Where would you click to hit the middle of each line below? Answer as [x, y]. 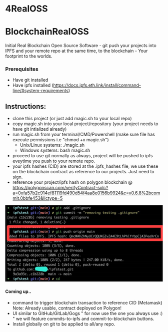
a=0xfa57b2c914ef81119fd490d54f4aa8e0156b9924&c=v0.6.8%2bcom [86, 193]
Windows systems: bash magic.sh [55, 150]
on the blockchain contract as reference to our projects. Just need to [83, 172]
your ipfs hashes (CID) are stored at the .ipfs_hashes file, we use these [85, 166]
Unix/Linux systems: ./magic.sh [52, 145]
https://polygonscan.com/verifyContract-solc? [60, 188]
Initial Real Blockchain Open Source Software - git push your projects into [81, 46]
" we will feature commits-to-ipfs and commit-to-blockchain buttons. [83, 318]
